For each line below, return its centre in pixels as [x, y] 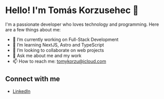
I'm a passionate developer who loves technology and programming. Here [82, 24]
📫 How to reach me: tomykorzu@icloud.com [59, 61]
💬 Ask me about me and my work [47, 56]
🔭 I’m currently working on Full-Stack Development [65, 39]
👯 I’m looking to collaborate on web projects [58, 50]
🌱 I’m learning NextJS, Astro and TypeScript [58, 44]
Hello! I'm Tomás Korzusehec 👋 [72, 10]
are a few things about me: [33, 29]
